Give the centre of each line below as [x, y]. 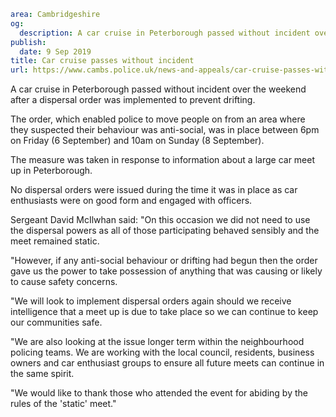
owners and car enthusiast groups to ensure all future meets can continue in [167, 363]
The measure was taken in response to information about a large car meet [163, 160]
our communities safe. [56, 322]
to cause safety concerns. [64, 282]
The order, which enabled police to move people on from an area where [158, 119]
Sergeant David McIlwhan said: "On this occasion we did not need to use [160, 220]
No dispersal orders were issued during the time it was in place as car [154, 190]
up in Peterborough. [51, 171]
